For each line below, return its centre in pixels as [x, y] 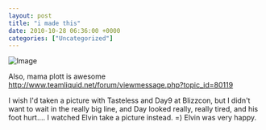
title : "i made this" [45, 23]
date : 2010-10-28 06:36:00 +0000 [64, 30]
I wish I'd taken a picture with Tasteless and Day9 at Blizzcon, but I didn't [129, 100]
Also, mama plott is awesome [57, 76]
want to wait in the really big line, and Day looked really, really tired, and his [133, 109]
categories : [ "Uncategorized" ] [61, 38]
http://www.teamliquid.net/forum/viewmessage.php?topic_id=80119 [121, 85]
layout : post [30, 16]
